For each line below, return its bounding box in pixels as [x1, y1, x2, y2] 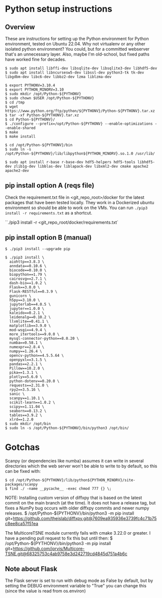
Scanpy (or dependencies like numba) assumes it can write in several [5, 458, 144, 463]
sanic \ [9, 391, 25, 396]
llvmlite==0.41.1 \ [9, 319, 49, 324]
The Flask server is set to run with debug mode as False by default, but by [5, 578, 153, 583]
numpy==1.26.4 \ [9, 348, 42, 354]
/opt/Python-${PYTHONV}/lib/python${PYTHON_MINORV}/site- [16, 478, 136, 482]
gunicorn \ [9, 293, 32, 298]
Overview [5, 23, 35, 31]
